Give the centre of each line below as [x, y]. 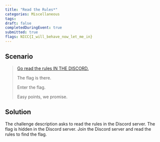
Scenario [19, 57]
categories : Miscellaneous [32, 14]
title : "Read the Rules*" [31, 10]
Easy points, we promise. [42, 97]
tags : [10, 19]
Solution [18, 112]
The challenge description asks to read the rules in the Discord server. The [80, 124]
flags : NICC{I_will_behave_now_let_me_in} [49, 37]
